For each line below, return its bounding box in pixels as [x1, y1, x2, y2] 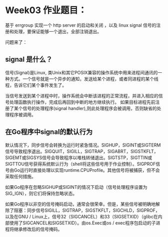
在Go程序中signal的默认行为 [5, 128, 93, 136]
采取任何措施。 [5, 173, 36, 179]
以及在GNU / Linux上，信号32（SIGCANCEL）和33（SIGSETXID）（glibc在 [5, 213, 158, 219]
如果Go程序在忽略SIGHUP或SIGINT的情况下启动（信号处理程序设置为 [5, 184, 147, 190]
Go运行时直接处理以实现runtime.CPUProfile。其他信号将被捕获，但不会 [13, 167, 160, 173]
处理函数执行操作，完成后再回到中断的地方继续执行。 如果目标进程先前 [9, 99, 155, 105]
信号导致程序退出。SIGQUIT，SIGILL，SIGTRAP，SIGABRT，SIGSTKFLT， [5, 148, 158, 154]
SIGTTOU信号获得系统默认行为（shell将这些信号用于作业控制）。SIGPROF [5, 161, 156, 167]
